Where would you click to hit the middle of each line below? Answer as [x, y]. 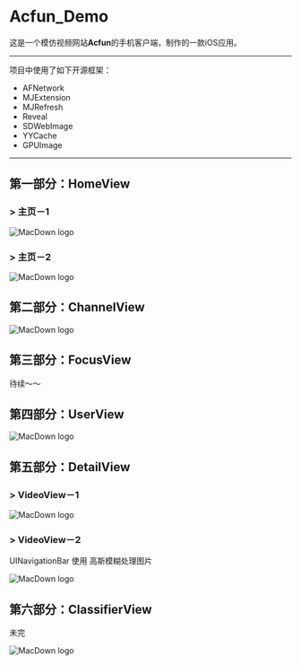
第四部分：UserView [67, 414]
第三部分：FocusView [70, 360]
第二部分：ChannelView [77, 307]
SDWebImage [47, 126]
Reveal [34, 116]
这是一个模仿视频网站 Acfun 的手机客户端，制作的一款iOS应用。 [125, 42]
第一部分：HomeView [70, 184]
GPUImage [42, 144]
